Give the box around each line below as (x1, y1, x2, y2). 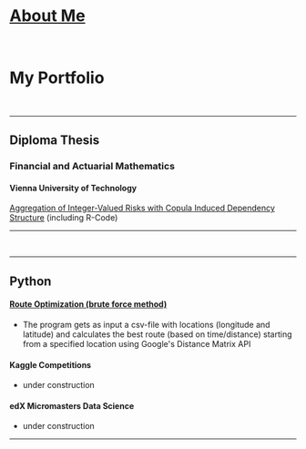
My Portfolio (9, 67, 105, 88)
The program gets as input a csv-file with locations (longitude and (22, 319, 270, 330)
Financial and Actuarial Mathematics (9, 160, 176, 173)
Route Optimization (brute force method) (9, 299, 168, 310)
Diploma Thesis (9, 133, 100, 148)
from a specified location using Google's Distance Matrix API (22, 338, 251, 349)
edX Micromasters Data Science (9, 400, 135, 411)
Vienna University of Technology (9, 182, 138, 193)
